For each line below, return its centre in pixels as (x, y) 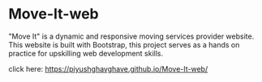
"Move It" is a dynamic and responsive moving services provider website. (131, 36)
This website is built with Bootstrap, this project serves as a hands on (124, 44)
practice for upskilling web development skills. (86, 53)
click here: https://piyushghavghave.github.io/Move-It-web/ (108, 68)
